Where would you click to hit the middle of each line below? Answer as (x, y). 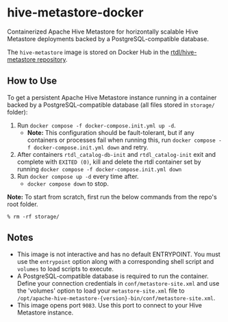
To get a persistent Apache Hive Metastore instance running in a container (112, 97)
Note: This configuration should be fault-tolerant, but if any (111, 132)
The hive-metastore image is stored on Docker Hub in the (88, 52)
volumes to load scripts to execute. (65, 269)
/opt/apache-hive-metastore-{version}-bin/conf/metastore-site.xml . (116, 298)
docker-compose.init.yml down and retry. (91, 147)
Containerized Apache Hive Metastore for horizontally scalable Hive (103, 32)
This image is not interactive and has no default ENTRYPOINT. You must (118, 254)
